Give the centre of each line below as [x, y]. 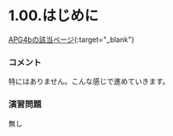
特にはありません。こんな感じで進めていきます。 [89, 81]
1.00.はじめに [54, 16]
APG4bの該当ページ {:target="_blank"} [72, 39]
